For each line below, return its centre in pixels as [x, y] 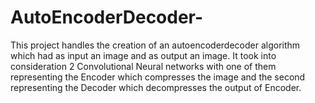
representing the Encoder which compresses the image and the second [158, 77]
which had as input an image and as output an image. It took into [143, 55]
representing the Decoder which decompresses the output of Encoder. [156, 87]
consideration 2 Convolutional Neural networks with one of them [143, 66]
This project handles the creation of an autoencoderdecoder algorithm [155, 45]
